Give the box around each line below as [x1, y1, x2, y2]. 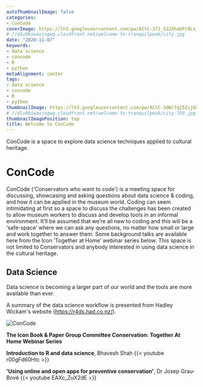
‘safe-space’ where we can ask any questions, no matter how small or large [6, 224, 195, 232]
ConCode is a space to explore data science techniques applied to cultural [6, 138, 192, 145]
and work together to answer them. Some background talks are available [6, 230, 187, 238]
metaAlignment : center [6, 71, 63, 77]
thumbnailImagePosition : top [6, 115, 80, 122]
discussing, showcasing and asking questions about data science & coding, [6, 192, 195, 200]
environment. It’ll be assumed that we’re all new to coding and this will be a [6, 218, 193, 225]
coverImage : [6, 25, 36, 32]
